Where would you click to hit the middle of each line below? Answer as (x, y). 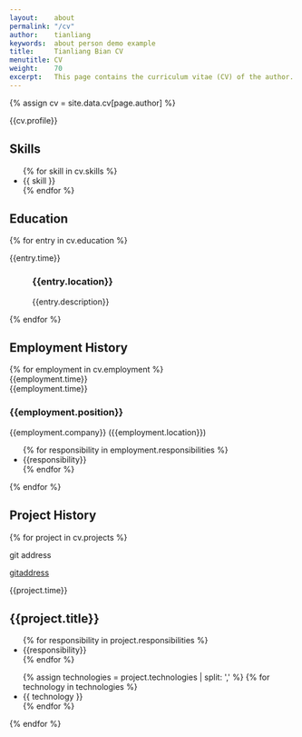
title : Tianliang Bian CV (67, 52)
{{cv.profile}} (34, 120)
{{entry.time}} (35, 258)
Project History (53, 516)
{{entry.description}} (71, 302)
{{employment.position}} (67, 413)
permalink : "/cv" (42, 26)
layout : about (42, 18)
